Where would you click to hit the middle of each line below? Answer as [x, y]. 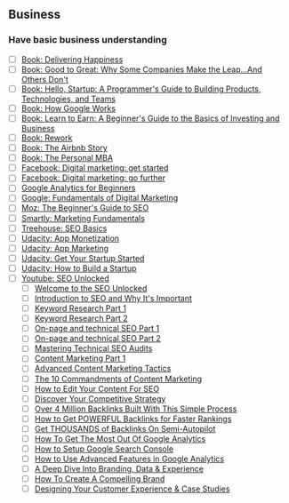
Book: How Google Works [68, 108]
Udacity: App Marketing [64, 248]
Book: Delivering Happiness [72, 59]
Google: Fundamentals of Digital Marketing [100, 198]
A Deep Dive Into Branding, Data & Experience [119, 469]
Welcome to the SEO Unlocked [91, 288]
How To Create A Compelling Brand [100, 479]
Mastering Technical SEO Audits [93, 348]
